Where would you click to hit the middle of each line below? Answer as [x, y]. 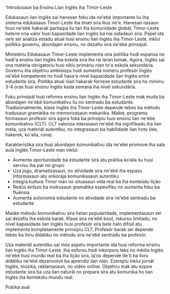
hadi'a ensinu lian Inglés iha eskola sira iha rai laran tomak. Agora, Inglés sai [85, 60]
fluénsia [21, 192]
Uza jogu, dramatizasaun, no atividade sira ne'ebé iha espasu [77, 171]
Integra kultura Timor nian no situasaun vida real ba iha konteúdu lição [87, 181]
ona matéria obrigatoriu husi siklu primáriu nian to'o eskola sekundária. [80, 65]
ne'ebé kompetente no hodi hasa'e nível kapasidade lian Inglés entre [77, 76]
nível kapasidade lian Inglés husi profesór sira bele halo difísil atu [74, 224]
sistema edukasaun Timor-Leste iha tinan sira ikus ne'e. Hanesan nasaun [82, 23]
